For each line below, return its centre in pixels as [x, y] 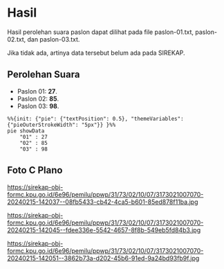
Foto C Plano [35, 170]
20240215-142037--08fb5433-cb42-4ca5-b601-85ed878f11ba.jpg [103, 202]
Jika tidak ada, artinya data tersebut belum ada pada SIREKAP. [96, 53]
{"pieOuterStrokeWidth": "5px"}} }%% [62, 125]
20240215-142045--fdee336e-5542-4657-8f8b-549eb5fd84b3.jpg [104, 229]
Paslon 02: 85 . [38, 98]
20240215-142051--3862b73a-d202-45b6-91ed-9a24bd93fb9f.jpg [103, 258]
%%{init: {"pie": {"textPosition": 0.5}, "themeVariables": [96, 119]
